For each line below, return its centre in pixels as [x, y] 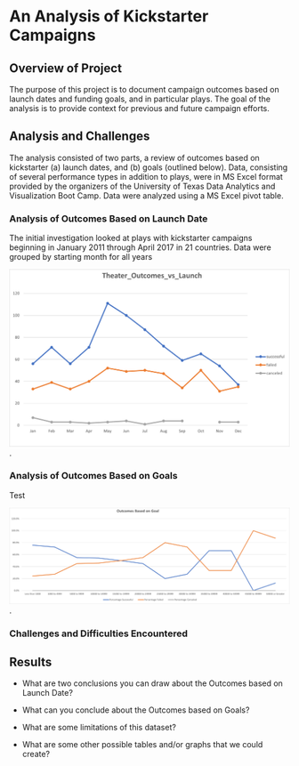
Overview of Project [66, 68]
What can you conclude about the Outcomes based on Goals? [136, 710]
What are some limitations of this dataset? [99, 728]
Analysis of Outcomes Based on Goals [93, 476]
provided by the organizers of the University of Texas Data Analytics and [142, 186]
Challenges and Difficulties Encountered [99, 633]
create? [36, 754]
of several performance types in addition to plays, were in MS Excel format [146, 176]
